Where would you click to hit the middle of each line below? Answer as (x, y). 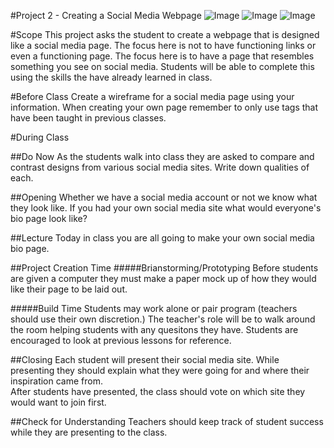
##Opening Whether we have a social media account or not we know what (164, 197)
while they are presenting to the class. (89, 432)
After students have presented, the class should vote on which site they (158, 391)
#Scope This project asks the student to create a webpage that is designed (165, 34)
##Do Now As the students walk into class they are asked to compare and (162, 156)
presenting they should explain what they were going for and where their (160, 370)
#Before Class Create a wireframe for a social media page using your (152, 96)
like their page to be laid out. (69, 289)
